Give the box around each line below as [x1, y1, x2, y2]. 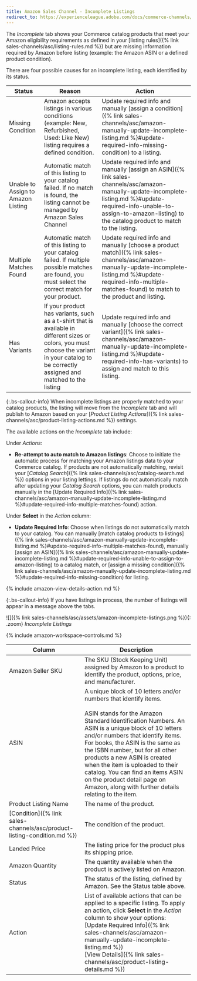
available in [43, 324, 75, 332]
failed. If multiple [43, 255, 90, 263]
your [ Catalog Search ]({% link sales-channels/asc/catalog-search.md [14, 469, 184, 476]
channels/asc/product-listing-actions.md [6, 416, 105, 423]
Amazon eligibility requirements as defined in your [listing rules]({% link [6, 36, 179, 44]
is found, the [43, 191, 79, 199]
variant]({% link [101, 328, 145, 336]
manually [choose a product [101, 241, 179, 249]
